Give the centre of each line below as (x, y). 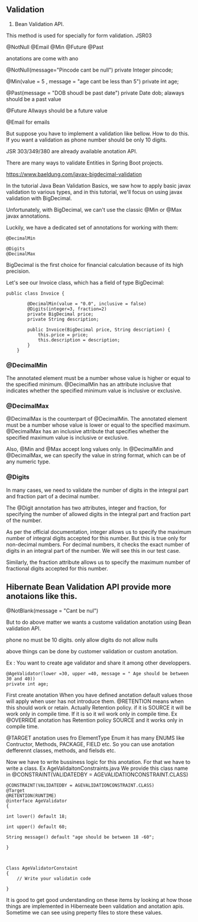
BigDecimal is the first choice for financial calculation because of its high (95, 265)
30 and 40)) (21, 679)
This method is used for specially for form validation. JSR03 (79, 36)
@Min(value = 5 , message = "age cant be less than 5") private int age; (92, 81)
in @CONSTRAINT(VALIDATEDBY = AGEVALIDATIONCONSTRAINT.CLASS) (97, 774)
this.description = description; (79, 340)
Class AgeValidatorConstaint (42, 868)
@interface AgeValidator (37, 801)
